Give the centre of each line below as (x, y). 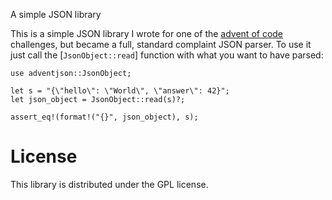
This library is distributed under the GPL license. (109, 184)
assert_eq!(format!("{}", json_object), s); (104, 117)
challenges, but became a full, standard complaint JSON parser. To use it (161, 44)
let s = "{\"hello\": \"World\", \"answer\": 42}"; (120, 91)
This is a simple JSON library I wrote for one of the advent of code (147, 33)
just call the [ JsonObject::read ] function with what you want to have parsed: (167, 55)
